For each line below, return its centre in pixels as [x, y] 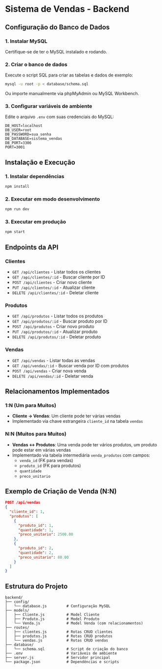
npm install [17, 187]
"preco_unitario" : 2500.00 [46, 535]
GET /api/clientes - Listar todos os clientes [57, 272]
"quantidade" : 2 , [36, 553]
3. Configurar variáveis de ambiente [49, 106]
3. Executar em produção [35, 222]
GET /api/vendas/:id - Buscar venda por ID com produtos [70, 365]
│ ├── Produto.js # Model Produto [52, 619]
